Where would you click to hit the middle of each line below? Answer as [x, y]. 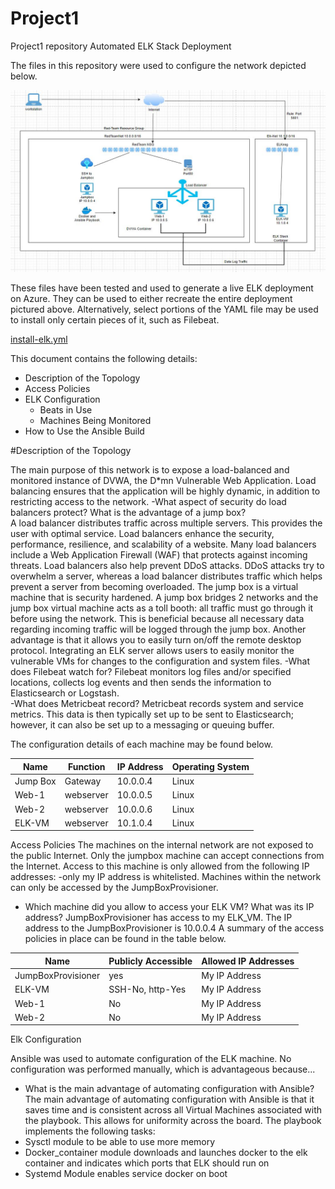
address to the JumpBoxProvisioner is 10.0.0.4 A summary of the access [174, 928]
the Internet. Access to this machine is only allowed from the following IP [160, 866]
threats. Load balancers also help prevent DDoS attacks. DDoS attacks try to [167, 566]
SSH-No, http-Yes [147, 989]
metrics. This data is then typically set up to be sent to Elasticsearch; [152, 714]
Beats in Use [66, 410]
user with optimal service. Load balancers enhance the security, [142, 534]
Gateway [83, 781]
